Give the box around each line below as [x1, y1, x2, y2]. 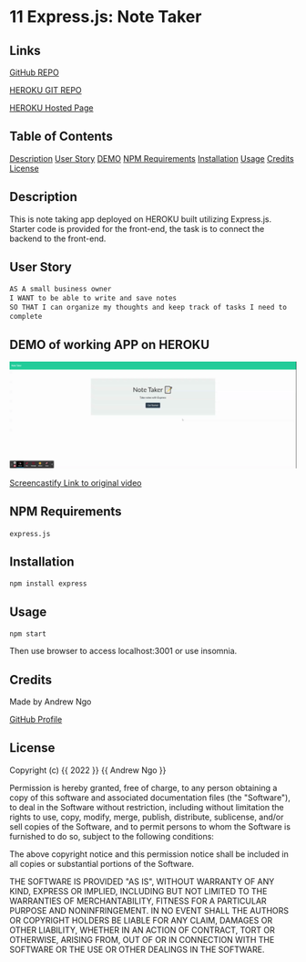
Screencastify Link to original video [9, 477, 142, 488]
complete [9, 312, 43, 322]
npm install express [9, 579, 88, 588]
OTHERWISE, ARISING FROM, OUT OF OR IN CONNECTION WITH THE [9, 934, 275, 945]
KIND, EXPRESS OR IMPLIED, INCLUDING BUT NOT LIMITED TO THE [9, 885, 268, 896]
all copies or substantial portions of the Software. [9, 858, 194, 869]
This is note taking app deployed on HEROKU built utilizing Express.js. [9, 213, 272, 225]
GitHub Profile [9, 714, 63, 725]
